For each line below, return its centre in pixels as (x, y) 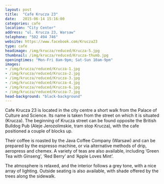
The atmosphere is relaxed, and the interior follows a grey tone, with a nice (81, 166)
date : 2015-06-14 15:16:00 (35, 19)
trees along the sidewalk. (30, 176)
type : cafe (16, 46)
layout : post (18, 10)
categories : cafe (23, 23)
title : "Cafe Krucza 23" (31, 14)
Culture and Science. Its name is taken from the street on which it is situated (82, 115)
